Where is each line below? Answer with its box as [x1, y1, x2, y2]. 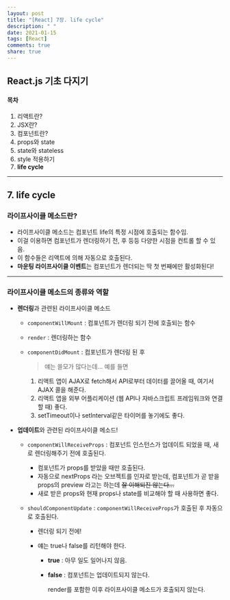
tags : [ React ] [7, 36, 48, 43]
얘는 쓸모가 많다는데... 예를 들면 [44, 363, 129, 371]
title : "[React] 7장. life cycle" [7, 16, 104, 23]
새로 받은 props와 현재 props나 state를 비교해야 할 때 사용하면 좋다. [37, 490, 219, 498]
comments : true [7, 42, 51, 49]
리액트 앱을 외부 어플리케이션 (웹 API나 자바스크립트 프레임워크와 [37, 394, 211, 403]
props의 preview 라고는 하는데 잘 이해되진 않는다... [37, 481, 175, 489]
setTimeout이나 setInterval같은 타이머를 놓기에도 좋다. [37, 411, 185, 420]
